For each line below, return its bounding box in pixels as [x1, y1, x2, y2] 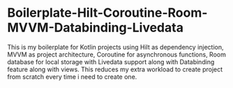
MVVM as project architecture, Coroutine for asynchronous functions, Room [7, 50, 227, 59]
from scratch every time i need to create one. [7, 72, 137, 81]
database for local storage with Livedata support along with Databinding [7, 57, 215, 66]
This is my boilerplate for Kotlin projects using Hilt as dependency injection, [7, 43, 225, 51]
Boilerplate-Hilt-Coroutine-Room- [7, 5, 208, 21]
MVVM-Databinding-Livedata [7, 20, 183, 36]
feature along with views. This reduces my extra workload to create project [7, 65, 223, 73]
